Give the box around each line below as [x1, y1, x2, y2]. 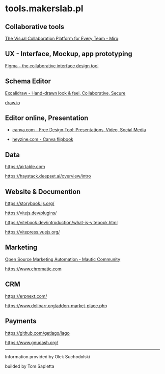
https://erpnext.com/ [5, 293, 48, 299]
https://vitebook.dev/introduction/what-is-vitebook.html [5, 220, 118, 226]
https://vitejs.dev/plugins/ [5, 210, 57, 216]
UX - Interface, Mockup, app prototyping [5, 50, 133, 58]
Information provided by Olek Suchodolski [5, 353, 90, 359]
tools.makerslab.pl [5, 3, 83, 14]
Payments [5, 317, 37, 325]
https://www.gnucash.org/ [5, 340, 58, 345]
